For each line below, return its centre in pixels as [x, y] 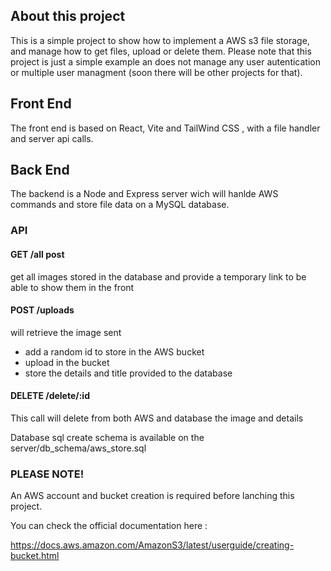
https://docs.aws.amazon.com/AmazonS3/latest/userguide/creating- [152, 545]
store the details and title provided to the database [128, 373]
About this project [68, 16]
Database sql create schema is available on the [107, 437]
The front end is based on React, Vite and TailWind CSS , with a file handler [165, 128]
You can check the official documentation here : [109, 526]
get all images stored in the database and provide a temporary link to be [158, 276]
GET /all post [37, 254]
